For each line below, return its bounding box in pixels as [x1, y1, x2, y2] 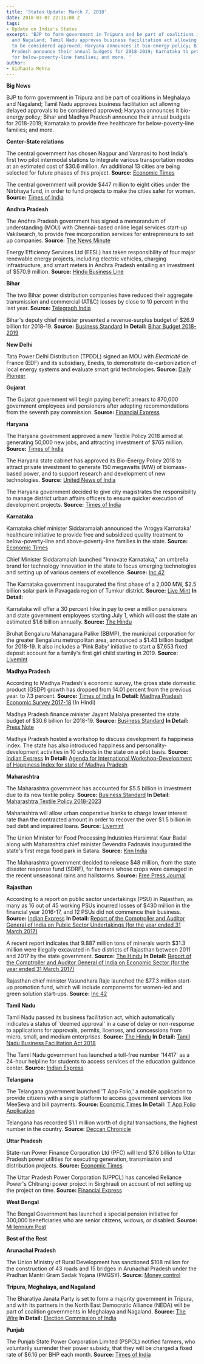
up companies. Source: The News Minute [6, 237, 111, 244]
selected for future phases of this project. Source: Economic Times [6, 169, 175, 176]
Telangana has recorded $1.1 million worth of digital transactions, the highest [6, 1119, 198, 1126]
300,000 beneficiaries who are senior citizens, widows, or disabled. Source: [6, 1217, 197, 1224]
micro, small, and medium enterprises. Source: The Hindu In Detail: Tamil [6, 1033, 190, 1040]
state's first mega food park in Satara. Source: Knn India [6, 847, 148, 855]
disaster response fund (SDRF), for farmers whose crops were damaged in [6, 865, 193, 873]
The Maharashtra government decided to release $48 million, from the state [6, 859, 196, 866]
